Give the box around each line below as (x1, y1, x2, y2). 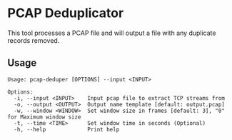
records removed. (7, 36, 60, 44)
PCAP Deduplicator (7, 5, 124, 21)
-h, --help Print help (14, 126, 120, 133)
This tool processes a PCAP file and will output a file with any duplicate (7, 29, 216, 37)
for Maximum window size (7, 113, 81, 121)
